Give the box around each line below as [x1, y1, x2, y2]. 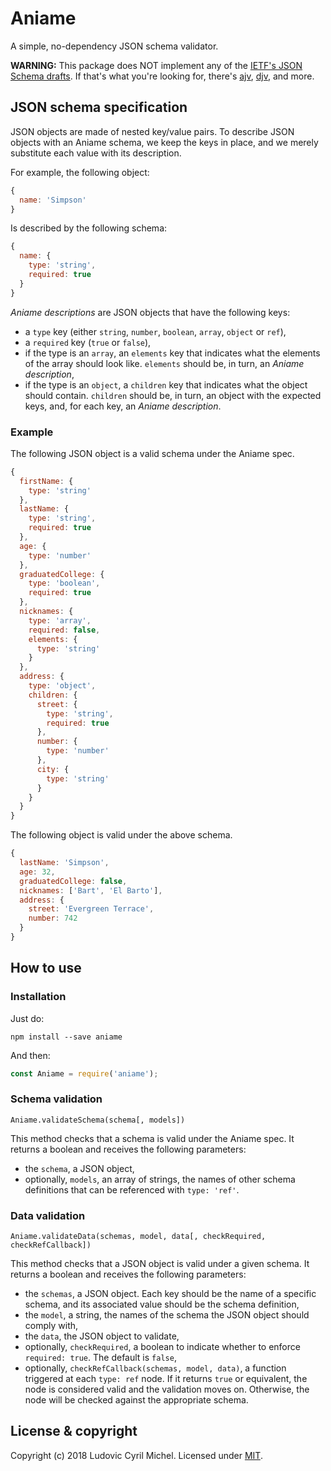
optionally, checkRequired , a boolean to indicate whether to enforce [24, 1341, 301, 1353]
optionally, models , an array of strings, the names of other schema [24, 1173, 296, 1185]
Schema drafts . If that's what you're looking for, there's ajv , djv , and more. [10, 70, 315, 82]
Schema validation [10, 1092, 103, 1106]
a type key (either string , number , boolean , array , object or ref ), [24, 325, 287, 337]
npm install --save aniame [10, 1032, 123, 1042]
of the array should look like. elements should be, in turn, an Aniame [24, 357, 305, 369]
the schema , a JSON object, [24, 1162, 135, 1174]
